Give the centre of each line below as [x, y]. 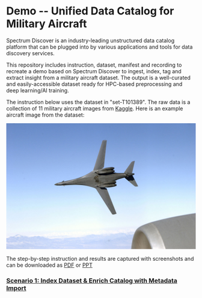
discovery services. [31, 53]
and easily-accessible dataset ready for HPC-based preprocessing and [94, 84]
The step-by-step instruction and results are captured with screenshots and [100, 258]
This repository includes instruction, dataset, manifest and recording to [94, 65]
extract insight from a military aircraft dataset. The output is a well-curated [99, 78]
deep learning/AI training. [38, 90]
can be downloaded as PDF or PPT [50, 265]
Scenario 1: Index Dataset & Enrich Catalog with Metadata [92, 281]
